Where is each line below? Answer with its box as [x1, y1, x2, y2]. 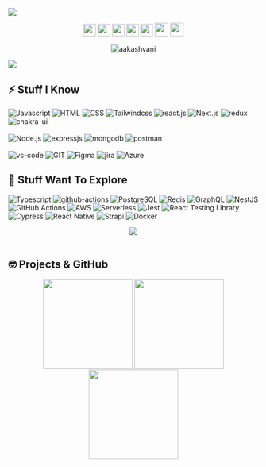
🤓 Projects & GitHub [8, 258, 109, 272]
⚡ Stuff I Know [8, 83, 80, 97]
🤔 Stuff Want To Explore [8, 173, 129, 187]
